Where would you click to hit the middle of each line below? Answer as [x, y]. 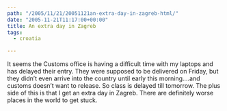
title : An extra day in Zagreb [52, 26]
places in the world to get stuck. [52, 100]
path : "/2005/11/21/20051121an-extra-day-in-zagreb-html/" [93, 13]
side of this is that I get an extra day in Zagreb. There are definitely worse [110, 93]
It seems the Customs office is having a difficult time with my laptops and [110, 64]
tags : [15, 32]
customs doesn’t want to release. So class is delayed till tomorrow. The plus [114, 86]
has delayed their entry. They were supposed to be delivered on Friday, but [113, 72]
